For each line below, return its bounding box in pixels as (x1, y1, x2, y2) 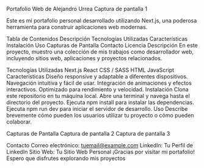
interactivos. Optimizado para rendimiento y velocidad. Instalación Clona (6, 86, 189, 93)
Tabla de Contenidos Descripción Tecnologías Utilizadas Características (6, 35, 188, 42)
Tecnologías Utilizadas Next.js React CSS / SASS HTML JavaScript (6, 66, 175, 74)
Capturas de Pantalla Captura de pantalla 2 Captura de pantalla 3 (6, 130, 170, 137)
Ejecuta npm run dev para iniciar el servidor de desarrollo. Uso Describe (6, 105, 188, 112)
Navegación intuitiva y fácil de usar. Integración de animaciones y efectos (6, 79, 192, 86)
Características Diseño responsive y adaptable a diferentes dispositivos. (6, 73, 188, 80)
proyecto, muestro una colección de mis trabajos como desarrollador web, (6, 48, 194, 55)
